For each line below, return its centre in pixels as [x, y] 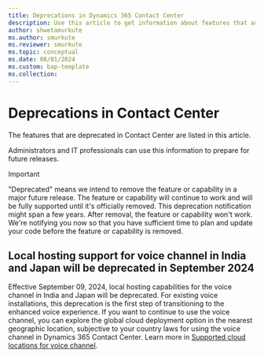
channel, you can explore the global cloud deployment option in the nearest [130, 321]
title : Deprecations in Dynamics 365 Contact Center [96, 15]
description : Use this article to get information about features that [128, 23]
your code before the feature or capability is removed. [95, 231]
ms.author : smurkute [42, 37]
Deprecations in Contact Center [114, 113]
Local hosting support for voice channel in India [127, 256]
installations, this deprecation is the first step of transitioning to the [116, 303]
